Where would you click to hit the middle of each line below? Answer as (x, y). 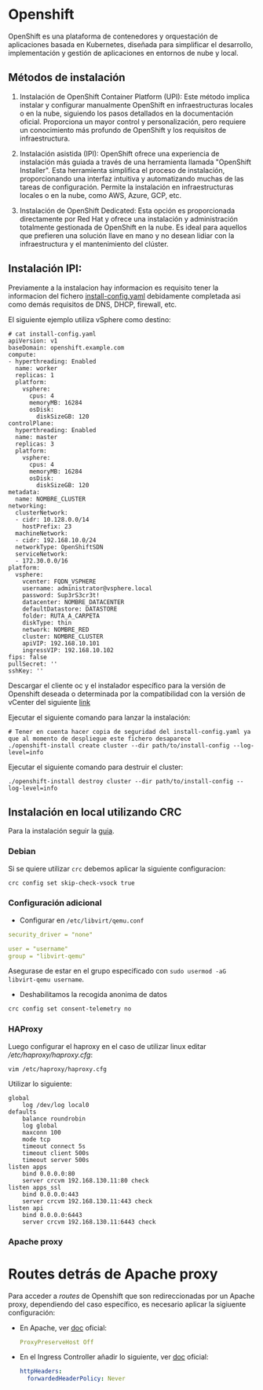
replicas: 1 (35, 375)
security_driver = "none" (50, 934)
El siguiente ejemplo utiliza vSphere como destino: (89, 319)
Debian (22, 852)
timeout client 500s (56, 1153)
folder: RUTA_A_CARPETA (61, 616)
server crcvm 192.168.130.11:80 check (86, 1180)
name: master (37, 437)
